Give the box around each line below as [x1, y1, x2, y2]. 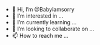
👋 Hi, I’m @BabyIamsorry [12, 6, 75, 13]
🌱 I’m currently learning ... [12, 19, 77, 26]
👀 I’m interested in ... [12, 12, 64, 19]
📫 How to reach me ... [12, 32, 68, 39]
